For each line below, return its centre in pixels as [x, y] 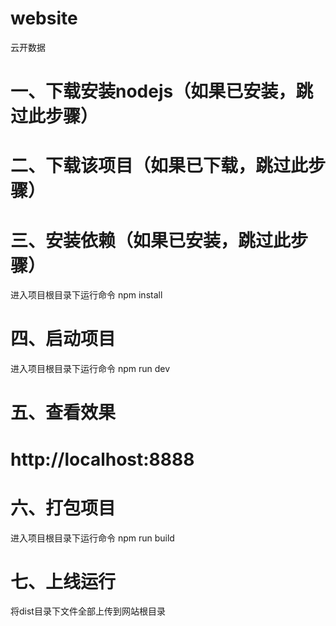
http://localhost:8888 [102, 459]
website [44, 18]
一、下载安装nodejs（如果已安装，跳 [162, 91]
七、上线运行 [63, 581]
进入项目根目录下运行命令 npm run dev [90, 369]
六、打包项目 [63, 508]
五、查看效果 [63, 413]
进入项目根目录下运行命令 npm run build [92, 538]
